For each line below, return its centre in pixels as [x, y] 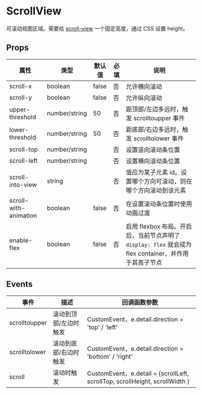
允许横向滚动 [144, 87]
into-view [23, 185]
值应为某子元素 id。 [154, 172]
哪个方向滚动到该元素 [156, 190]
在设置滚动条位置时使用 [159, 204]
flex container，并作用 [158, 253]
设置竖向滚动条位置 [153, 150]
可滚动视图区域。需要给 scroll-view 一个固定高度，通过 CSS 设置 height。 [97, 28]
